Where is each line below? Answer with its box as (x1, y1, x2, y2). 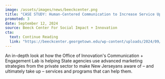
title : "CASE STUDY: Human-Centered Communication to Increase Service (5, 12, 155, 17)
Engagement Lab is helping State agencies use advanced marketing (5, 57, 143, 64)
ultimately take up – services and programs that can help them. (5, 68, 133, 74)
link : (9, 39, 21, 44)
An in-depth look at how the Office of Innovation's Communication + (5, 53, 143, 58)
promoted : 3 (5, 16, 29, 21)
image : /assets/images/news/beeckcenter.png (5, 7, 98, 12)
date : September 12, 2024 (5, 21, 58, 26)
